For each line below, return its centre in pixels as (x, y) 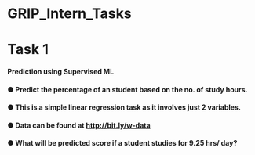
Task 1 (28, 50)
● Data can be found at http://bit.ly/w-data (79, 125)
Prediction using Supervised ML (61, 71)
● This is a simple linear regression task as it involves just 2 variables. (124, 107)
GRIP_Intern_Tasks (69, 14)
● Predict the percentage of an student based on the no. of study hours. (127, 89)
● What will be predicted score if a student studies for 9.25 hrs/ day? (122, 143)
